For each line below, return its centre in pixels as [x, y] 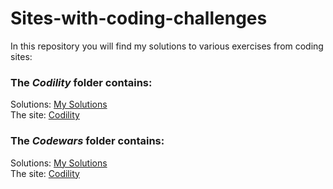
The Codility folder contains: [81, 82]
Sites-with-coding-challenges [139, 18]
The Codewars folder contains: [87, 141]
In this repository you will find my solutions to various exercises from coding [167, 46]
